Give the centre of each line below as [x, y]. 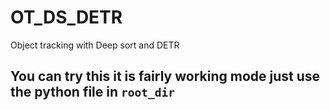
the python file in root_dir [92, 92]
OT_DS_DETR [66, 17]
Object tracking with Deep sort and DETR [95, 45]
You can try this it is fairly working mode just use [165, 76]
